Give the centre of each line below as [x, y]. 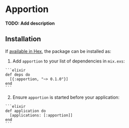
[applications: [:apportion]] [41, 115]
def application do [26, 111]
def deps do [18, 75]
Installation [23, 39]
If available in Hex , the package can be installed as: [58, 51]
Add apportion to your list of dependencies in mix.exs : [69, 61]
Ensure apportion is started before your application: [66, 97]
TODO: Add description [30, 23]
